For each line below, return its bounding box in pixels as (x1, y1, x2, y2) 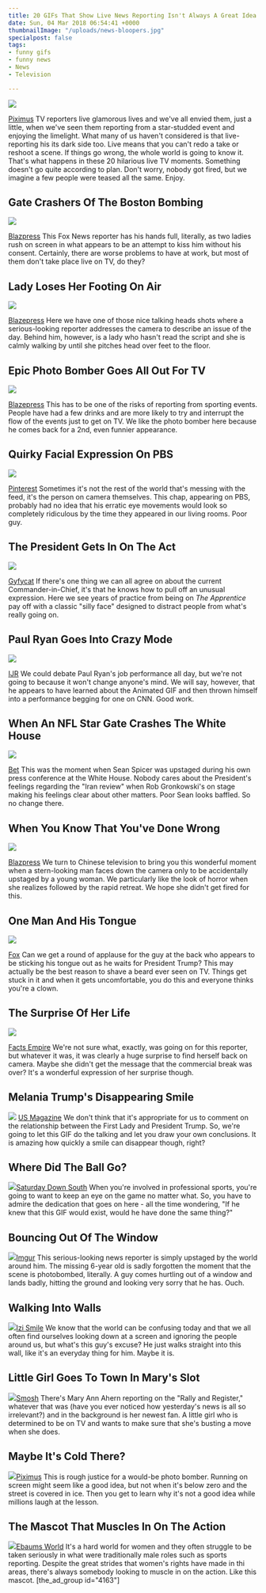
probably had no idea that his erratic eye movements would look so (8, 500, 228, 510)
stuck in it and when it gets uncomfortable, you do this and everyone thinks (8, 975, 254, 984)
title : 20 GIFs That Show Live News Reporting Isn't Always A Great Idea (8, 11, 257, 20)
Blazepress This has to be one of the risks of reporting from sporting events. (8, 400, 258, 409)
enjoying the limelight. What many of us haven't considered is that (8, 131, 224, 140)
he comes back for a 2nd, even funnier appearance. (8, 425, 178, 435)
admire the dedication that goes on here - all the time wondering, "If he (8, 1200, 240, 1209)
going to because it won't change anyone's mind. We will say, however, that (8, 677, 256, 686)
